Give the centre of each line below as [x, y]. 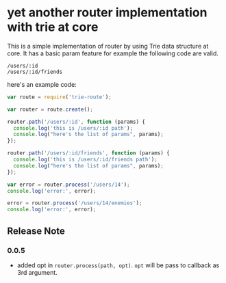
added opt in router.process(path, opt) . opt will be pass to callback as [118, 265]
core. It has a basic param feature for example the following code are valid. [113, 53]
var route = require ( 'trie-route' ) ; [59, 97]
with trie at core [53, 27]
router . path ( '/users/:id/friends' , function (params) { [88, 153]
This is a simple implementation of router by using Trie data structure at [108, 46]
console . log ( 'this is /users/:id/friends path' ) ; [85, 160]
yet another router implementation [107, 13]
